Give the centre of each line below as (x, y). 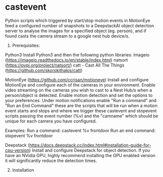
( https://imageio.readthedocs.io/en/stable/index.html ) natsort (66, 60)
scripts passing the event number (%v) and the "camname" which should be (82, 116)
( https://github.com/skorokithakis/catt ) (44, 70)
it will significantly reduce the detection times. (51, 160)
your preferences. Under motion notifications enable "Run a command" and (81, 100)
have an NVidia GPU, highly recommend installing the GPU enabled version (80, 155)
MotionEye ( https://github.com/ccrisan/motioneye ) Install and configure (77, 80)
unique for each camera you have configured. (51, 121)
